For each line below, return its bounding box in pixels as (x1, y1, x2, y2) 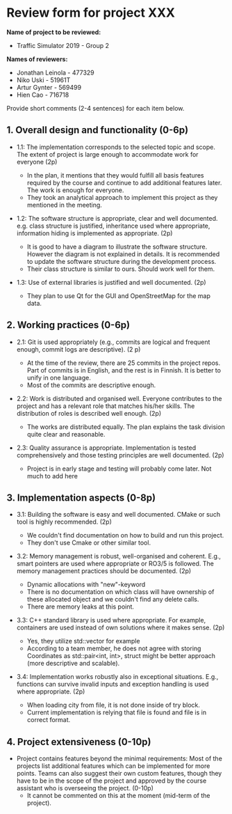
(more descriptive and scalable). (26, 659, 120, 668)
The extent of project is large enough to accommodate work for (16, 150, 199, 158)
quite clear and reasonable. (26, 430, 106, 438)
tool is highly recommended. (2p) (16, 517, 113, 526)
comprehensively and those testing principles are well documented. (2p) (16, 451, 224, 459)
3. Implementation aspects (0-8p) (6, 492, 156, 503)
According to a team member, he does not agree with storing (26, 644, 201, 652)
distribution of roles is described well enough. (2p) (16, 409, 162, 417)
